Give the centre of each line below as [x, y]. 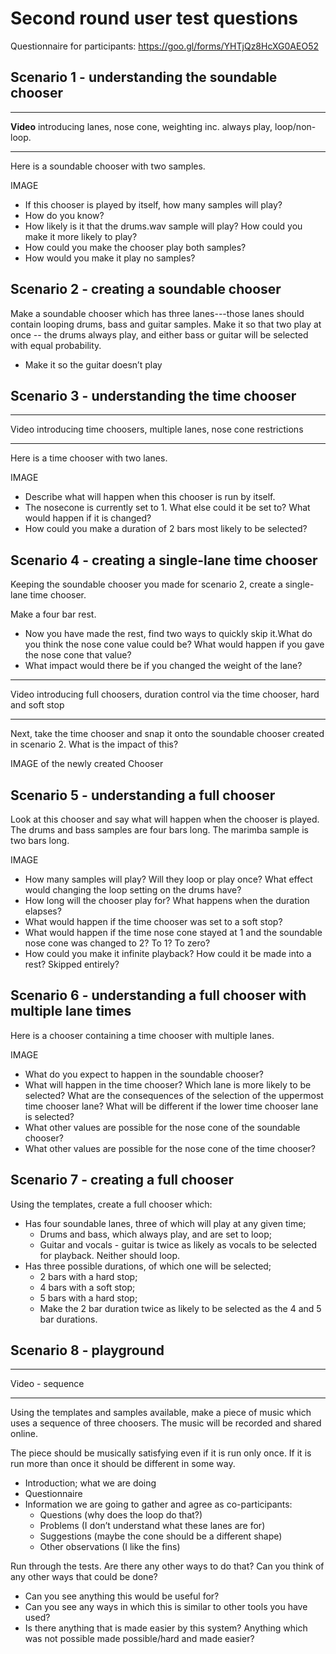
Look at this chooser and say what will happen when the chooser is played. [165, 819]
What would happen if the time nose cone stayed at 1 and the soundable [173, 932]
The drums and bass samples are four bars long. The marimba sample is [159, 830]
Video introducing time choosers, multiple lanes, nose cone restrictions [157, 429]
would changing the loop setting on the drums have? [133, 890]
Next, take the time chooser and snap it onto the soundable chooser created [167, 734]
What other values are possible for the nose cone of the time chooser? [170, 1148]
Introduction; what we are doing [90, 1483]
